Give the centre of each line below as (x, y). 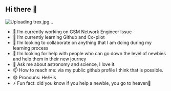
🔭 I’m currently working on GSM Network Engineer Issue (72, 32)
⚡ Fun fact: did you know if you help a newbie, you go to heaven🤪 (82, 83)
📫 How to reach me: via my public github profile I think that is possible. (88, 70)
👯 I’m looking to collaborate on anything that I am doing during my (82, 42)
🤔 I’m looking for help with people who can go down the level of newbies (89, 53)
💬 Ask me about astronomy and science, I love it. (64, 64)
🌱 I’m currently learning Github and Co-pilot (59, 37)
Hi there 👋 (21, 9)
